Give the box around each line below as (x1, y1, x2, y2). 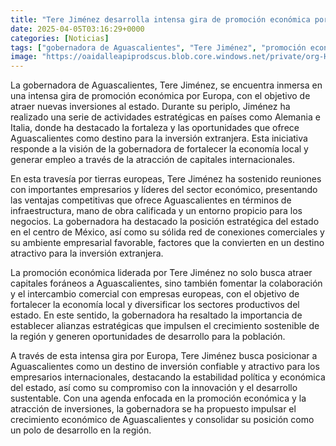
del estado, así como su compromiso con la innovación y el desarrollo (10, 382, 298, 394)
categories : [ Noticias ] (10, 33, 110, 43)
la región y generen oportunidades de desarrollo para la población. (10, 331, 286, 343)
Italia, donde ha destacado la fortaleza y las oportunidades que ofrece (10, 122, 300, 134)
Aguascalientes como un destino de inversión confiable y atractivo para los (10, 361, 320, 373)
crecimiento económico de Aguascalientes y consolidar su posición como (10, 414, 315, 426)
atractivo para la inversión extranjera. (10, 247, 164, 260)
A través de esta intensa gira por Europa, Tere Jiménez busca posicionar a (10, 350, 318, 362)
